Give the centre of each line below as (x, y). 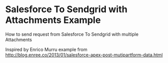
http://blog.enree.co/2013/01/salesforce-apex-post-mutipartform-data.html (84, 55)
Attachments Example (53, 20)
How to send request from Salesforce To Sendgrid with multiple (72, 34)
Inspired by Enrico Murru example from (46, 49)
